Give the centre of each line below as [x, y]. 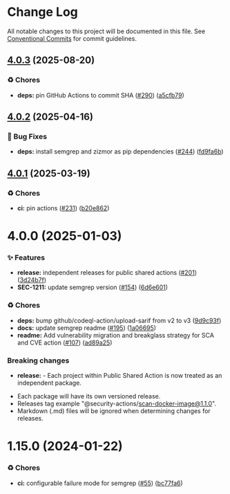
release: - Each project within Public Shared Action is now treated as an [119, 376]
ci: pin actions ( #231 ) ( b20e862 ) [63, 208]
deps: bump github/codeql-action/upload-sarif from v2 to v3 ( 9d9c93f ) [119, 320]
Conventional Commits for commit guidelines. [72, 38]
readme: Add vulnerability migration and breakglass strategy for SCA [115, 335]
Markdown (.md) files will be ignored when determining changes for [114, 411]
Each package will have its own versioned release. [89, 396]
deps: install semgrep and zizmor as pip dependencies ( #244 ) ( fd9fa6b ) [120, 152]
